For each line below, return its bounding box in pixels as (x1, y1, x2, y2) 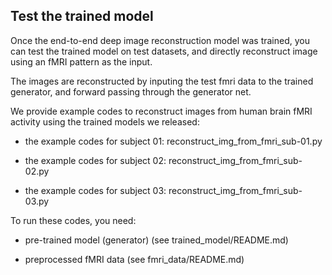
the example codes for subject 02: (24, 154, 167, 166)
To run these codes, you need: (10, 214, 137, 226)
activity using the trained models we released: (10, 115, 200, 128)
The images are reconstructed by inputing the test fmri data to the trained (10, 75, 314, 87)
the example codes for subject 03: (24, 184, 167, 196)
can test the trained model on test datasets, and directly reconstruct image (10, 45, 318, 57)
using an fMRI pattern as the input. (10, 55, 153, 68)
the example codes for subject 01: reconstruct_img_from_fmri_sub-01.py (24, 135, 323, 147)
